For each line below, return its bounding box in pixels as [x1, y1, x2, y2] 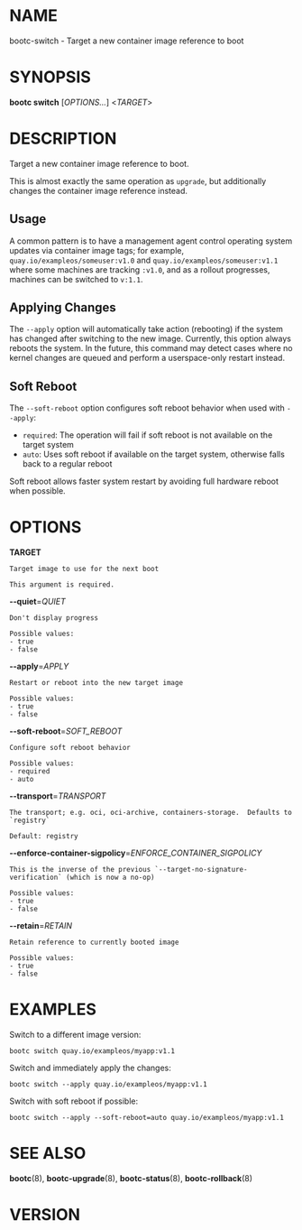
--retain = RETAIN [9, 920, 73, 931]
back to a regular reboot [22, 458, 113, 469]
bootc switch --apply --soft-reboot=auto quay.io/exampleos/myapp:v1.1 [9, 1114, 284, 1123]
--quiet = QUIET [9, 597, 66, 607]
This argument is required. [9, 580, 115, 589]
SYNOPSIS [9, 67, 92, 88]
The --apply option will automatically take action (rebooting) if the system [9, 324, 284, 335]
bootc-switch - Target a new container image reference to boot [9, 35, 244, 46]
